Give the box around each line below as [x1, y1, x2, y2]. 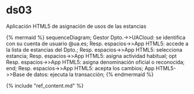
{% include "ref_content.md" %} [6, 82, 84, 89]
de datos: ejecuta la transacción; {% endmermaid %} [26, 71, 154, 78]
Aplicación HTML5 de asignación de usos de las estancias [6, 23, 147, 30]
